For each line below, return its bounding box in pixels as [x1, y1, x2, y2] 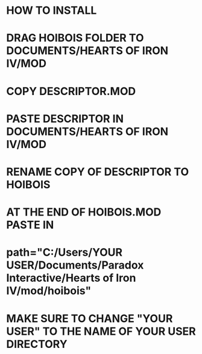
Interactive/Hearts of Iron [6, 272, 136, 285]
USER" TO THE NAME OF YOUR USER [6, 324, 196, 338]
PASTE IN [6, 218, 54, 232]
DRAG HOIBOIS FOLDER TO [6, 31, 144, 45]
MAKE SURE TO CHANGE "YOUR [6, 311, 173, 325]
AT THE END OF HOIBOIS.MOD [6, 205, 162, 219]
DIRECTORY [6, 337, 68, 351]
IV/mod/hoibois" [6, 284, 92, 298]
